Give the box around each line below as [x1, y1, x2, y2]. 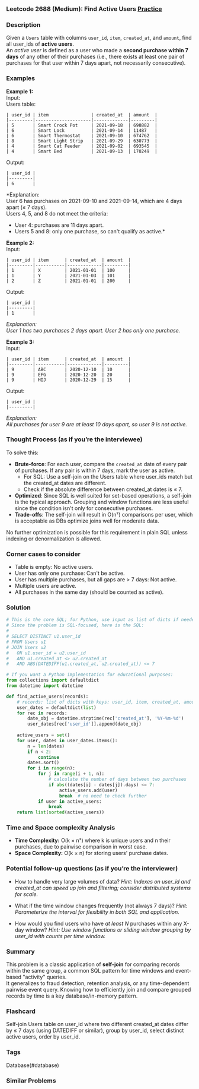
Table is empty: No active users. [14, 564, 94, 571]
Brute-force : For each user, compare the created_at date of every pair [14, 460, 188, 467]
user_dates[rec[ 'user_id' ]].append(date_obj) [27, 721, 142, 727]
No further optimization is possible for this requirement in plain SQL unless [6, 528, 188, 536]
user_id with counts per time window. [14, 932, 106, 939]
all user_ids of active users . [6, 40, 74, 48]
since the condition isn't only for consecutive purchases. [14, 504, 153, 512]
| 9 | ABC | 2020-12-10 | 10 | [6, 366, 131, 372]
